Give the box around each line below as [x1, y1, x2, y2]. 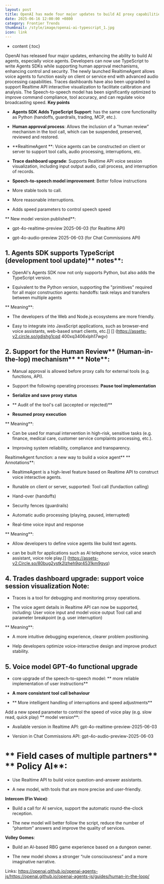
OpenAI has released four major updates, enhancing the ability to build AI [5, 53, 152, 59]
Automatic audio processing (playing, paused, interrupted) [12, 512, 130, 518]
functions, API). [12, 373, 44, 379]
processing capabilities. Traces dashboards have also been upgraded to [5, 79, 150, 85]
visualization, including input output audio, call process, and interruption [12, 163, 158, 169]
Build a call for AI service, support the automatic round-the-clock [12, 805, 143, 811]
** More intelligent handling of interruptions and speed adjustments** [12, 700, 152, 706]
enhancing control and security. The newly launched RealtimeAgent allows [5, 68, 155, 74]
